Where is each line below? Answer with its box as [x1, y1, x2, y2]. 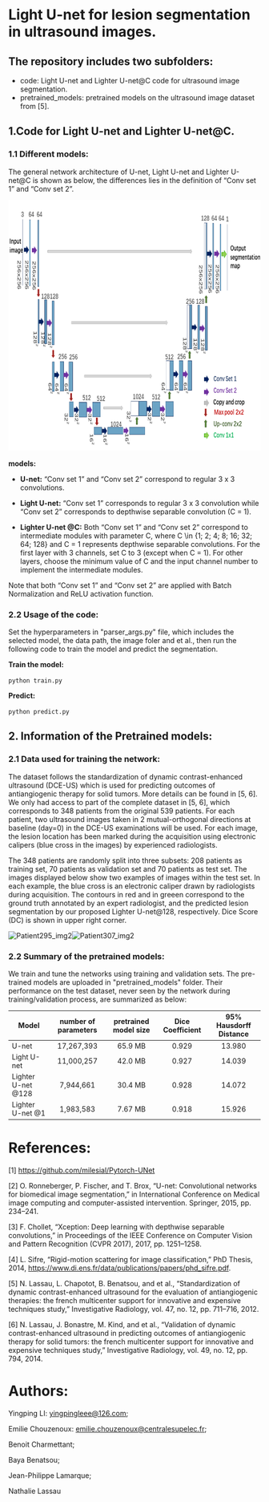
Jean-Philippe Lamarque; [8, 1470, 92, 1480]
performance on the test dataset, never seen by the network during [8, 986, 231, 995]
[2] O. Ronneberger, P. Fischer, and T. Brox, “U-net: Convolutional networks [8, 1180, 258, 1190]
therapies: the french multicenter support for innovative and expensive [8, 1295, 242, 1305]
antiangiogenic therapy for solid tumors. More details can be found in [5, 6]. [8, 788, 258, 799]
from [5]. [19, 102, 50, 111]
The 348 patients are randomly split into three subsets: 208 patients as [8, 856, 243, 865]
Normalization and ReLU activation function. [8, 589, 154, 598]
